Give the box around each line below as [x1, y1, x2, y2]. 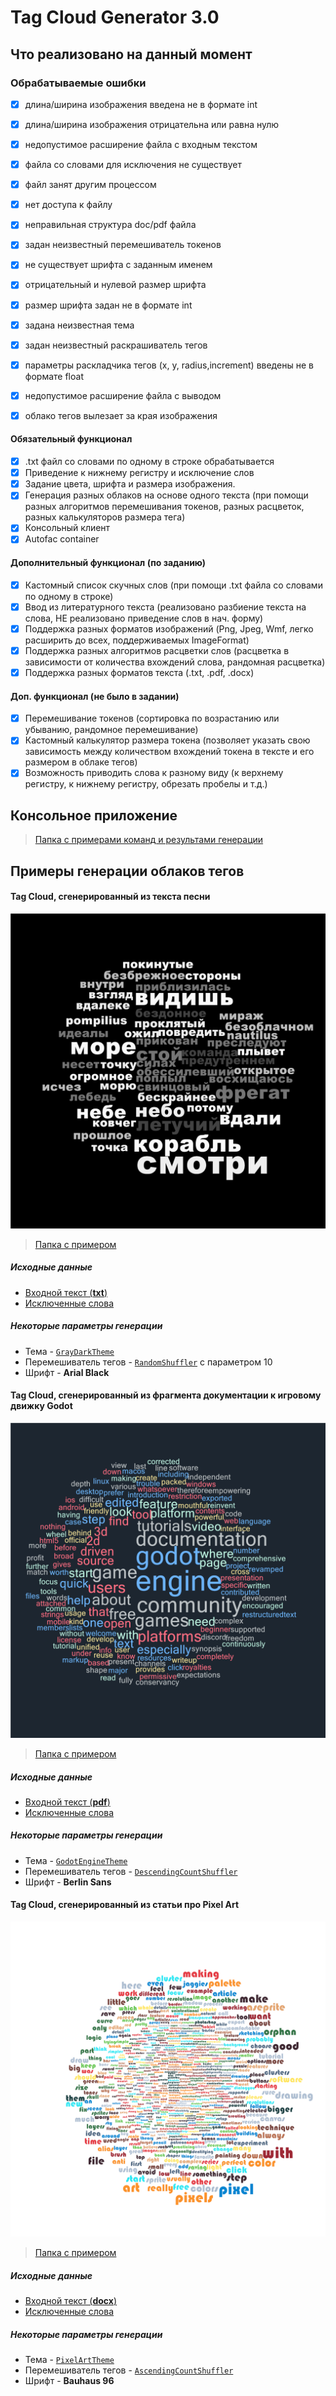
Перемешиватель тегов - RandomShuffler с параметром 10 [24, 1356, 273, 1368]
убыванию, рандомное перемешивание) [24, 724, 199, 736]
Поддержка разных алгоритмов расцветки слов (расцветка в [24, 644, 290, 656]
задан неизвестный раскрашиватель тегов [24, 339, 208, 351]
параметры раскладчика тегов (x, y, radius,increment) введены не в [24, 359, 314, 371]
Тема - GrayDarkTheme [24, 1345, 115, 1357]
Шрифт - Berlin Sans [24, 1876, 112, 1888]
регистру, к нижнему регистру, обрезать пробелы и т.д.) [24, 778, 268, 790]
